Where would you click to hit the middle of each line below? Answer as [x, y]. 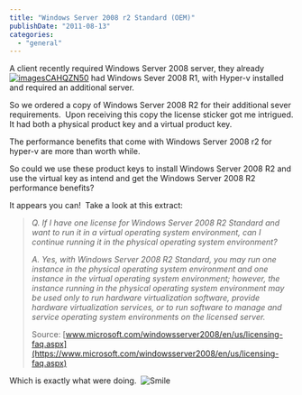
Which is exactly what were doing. [73, 381]
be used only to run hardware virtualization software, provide [146, 298]
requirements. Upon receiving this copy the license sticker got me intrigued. [151, 115]
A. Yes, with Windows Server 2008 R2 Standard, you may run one [154, 260]
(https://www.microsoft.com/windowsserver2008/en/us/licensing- [155, 354]
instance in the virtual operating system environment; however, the [156, 279]
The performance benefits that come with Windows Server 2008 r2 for [141, 142]
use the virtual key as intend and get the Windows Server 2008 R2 [133, 179]
